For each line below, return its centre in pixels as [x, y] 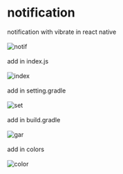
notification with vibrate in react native [62, 32]
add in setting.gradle [37, 90]
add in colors [26, 149]
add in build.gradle [34, 119]
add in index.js [28, 61]
